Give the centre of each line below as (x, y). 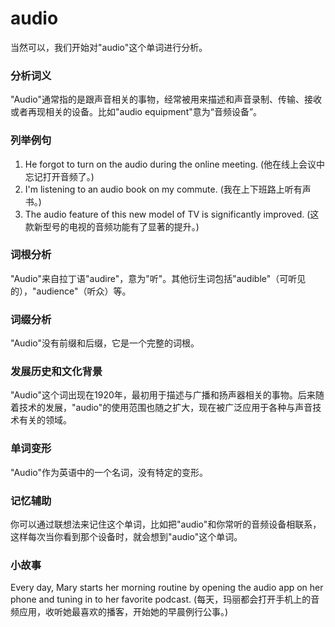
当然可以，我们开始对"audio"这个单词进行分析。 (109, 47)
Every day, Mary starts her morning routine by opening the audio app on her (167, 588)
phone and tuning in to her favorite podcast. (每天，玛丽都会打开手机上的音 (165, 599)
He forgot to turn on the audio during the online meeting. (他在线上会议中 (175, 164)
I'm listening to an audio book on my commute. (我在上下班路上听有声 (168, 189)
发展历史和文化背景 (56, 372)
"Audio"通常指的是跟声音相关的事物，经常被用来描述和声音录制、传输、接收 (166, 99)
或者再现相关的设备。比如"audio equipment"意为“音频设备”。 (136, 112)
